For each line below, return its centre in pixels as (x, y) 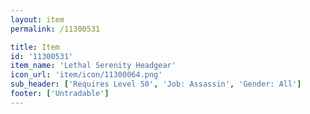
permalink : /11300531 (55, 29)
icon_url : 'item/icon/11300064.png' (86, 75)
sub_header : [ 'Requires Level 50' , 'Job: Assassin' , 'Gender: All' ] (156, 84)
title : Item (35, 47)
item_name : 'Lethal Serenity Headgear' (93, 66)
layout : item (37, 19)
